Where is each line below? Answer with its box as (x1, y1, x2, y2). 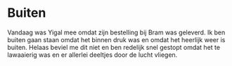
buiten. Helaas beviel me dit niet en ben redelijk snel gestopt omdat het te (7, 43, 220, 51)
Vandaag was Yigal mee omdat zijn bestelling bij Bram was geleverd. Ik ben (7, 28, 226, 37)
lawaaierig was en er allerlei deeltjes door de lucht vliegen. (7, 51, 178, 59)
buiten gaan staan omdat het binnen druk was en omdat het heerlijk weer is (7, 35, 226, 44)
